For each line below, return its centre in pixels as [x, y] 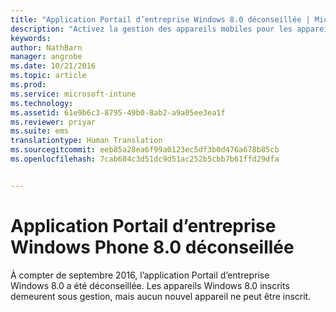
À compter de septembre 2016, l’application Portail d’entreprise [140, 275]
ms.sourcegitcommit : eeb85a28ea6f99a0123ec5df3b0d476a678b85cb [145, 150]
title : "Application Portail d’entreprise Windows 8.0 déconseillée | [160, 19]
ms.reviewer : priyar [53, 122]
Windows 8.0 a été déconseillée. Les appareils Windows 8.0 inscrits [150, 285]
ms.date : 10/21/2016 [53, 66]
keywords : [31, 38]
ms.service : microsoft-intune [73, 94]
